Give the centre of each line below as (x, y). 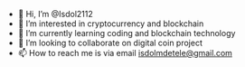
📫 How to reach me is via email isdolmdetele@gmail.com (125, 53)
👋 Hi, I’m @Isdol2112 (55, 14)
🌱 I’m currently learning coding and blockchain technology (127, 33)
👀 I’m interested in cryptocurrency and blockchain (111, 24)
